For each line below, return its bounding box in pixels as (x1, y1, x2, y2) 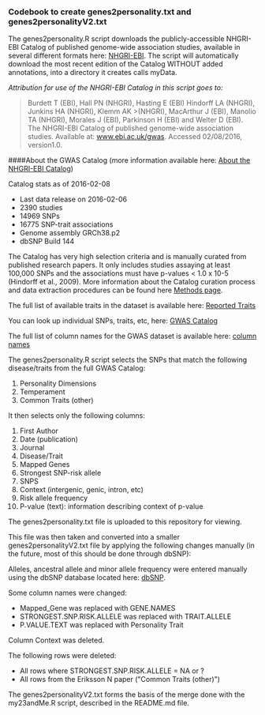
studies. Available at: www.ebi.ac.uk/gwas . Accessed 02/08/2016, (27, 132, 243, 141)
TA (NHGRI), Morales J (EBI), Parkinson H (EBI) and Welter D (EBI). (27, 115, 244, 125)
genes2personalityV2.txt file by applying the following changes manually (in (8, 540, 255, 551)
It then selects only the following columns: (8, 411, 146, 420)
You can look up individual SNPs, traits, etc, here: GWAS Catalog (8, 316, 218, 326)
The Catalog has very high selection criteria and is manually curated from (8, 252, 247, 262)
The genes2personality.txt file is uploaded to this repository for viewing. (8, 517, 242, 527)
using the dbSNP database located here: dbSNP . (8, 573, 166, 582)
